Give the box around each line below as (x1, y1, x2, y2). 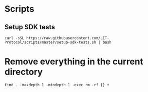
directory (4, 67, 43, 77)
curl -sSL (4, 36, 25, 40)
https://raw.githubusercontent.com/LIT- (26, 36, 110, 40)
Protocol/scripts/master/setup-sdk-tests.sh (4, 40, 96, 45)
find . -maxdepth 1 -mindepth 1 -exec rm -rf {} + (4, 82, 110, 87)
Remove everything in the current (4, 56, 144, 67)
